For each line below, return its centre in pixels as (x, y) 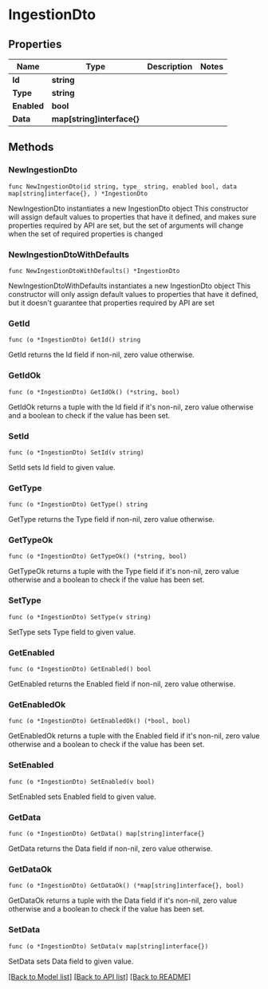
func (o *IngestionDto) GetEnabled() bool (80, 669)
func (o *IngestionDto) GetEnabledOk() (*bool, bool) (100, 721)
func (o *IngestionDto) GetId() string (75, 340)
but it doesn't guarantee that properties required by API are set (112, 303)
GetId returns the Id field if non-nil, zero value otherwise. (102, 355)
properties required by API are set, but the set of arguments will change (126, 225)
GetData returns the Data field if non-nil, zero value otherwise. (110, 849)
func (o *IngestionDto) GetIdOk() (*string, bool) (94, 392)
